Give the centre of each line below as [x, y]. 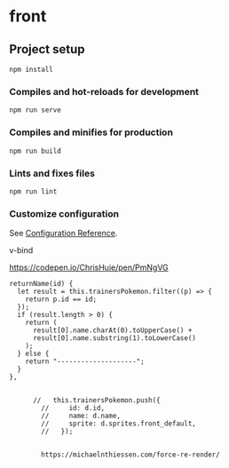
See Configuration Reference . [63, 234]
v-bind [21, 250]
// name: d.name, [81, 416]
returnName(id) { [41, 284]
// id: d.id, [73, 409]
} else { [33, 354]
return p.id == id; [61, 299]
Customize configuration [64, 213]
